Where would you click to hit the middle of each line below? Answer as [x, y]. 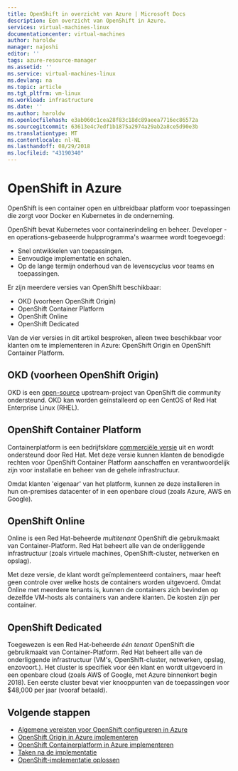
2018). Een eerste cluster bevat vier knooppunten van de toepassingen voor [118, 683]
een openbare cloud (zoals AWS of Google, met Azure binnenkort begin [112, 675]
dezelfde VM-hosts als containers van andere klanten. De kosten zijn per [114, 597]
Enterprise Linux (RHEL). [43, 408]
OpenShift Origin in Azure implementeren [78, 737]
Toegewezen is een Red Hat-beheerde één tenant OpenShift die [101, 645]
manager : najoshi [33, 47]
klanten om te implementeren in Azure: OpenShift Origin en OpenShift [109, 345]
